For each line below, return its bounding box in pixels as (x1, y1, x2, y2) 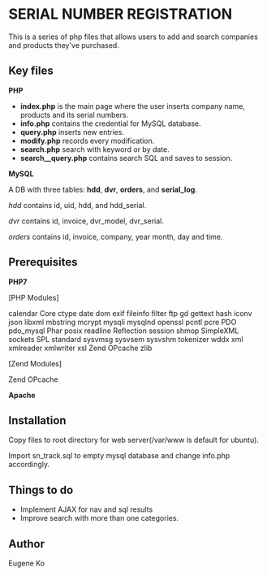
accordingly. (8, 460, 50, 470)
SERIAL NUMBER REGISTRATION (8, 5, 233, 24)
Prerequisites (8, 255, 78, 269)
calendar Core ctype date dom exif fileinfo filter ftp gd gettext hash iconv (8, 308, 253, 318)
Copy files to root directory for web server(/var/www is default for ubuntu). (8, 435, 260, 445)
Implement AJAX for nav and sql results (19, 505, 153, 514)
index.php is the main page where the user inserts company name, (19, 101, 246, 110)
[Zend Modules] (8, 358, 62, 368)
